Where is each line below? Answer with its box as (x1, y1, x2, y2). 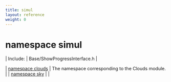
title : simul (5, 7, 33, 13)
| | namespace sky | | (5, 71, 50, 77)
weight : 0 (5, 17, 27, 22)
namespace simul (5, 39, 82, 50)
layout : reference (5, 12, 45, 17)
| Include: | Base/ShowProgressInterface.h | (5, 56, 98, 62)
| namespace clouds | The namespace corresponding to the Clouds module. (5, 66, 166, 72)
